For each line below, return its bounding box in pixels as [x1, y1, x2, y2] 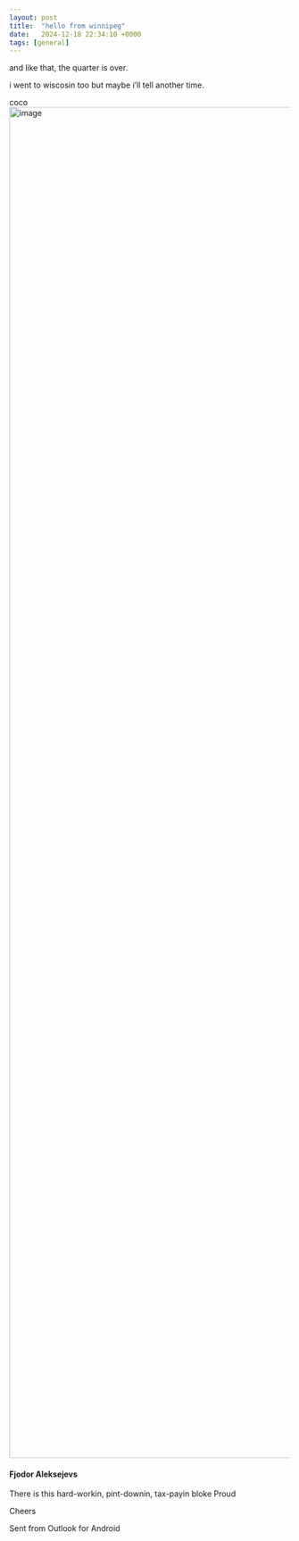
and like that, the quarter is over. [9, 63, 129, 73]
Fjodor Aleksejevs [9, 1469, 79, 1479]
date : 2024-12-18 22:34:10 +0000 [9, 29, 142, 38]
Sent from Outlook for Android [9, 1523, 120, 1534]
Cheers [9, 1506, 37, 1517]
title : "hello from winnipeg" [9, 21, 126, 30]
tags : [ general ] [9, 38, 70, 47]
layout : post [9, 13, 58, 22]
